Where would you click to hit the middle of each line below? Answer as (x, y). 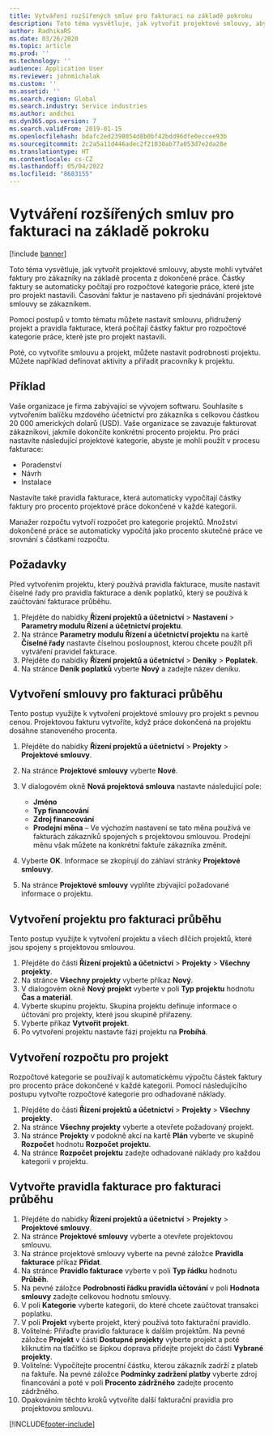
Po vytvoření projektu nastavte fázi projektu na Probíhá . (114, 1032)
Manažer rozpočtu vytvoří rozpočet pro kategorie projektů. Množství (124, 522)
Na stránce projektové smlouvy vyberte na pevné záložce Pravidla (132, 1253)
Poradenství (41, 464)
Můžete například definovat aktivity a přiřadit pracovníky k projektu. (122, 360)
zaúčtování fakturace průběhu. (60, 601)
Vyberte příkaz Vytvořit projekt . (75, 1023)
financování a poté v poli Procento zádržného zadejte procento (127, 1383)
